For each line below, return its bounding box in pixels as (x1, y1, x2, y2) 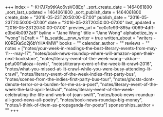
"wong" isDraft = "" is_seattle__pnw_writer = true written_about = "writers (5, 35, 153, 41)
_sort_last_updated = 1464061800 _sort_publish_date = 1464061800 (5, 9, 142, 15)
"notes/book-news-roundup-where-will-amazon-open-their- (33, 50, 155, 56)
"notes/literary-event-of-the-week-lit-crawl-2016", (51, 61, 153, 67)
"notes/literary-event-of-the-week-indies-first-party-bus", (20, 71, 137, 77)
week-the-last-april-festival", (5, 87, 63, 92)
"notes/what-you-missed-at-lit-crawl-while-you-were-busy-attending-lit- (5, 66, 152, 72)
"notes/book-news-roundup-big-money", (60, 97, 143, 102)
